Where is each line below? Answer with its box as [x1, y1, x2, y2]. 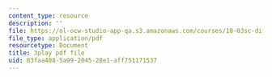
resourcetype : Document [8, 42, 89, 50]
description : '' [8, 19, 63, 27]
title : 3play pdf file [8, 49, 85, 57]
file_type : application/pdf [8, 34, 104, 43]
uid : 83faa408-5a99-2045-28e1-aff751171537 [8, 57, 158, 65]
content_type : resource [8, 11, 89, 20]
